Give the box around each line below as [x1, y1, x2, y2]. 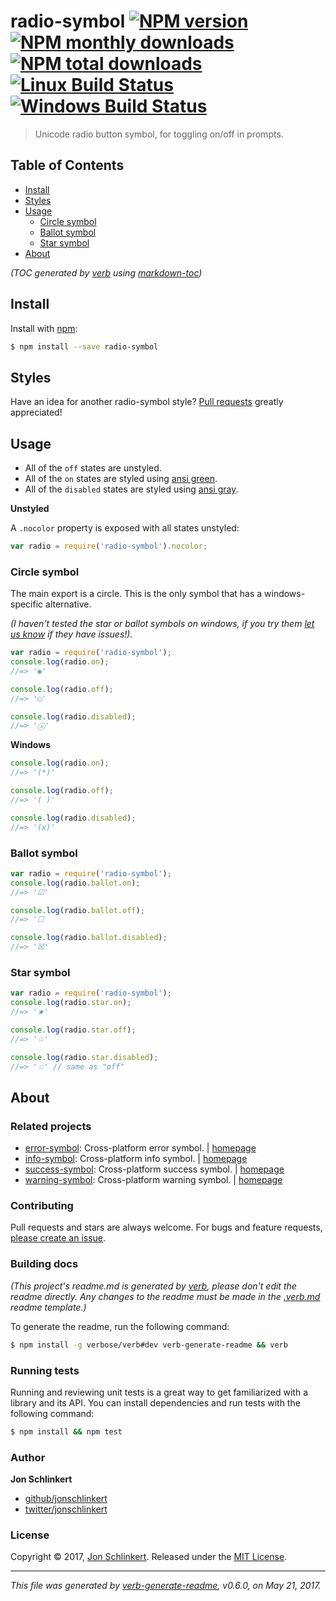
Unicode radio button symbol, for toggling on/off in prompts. [34, 128, 284, 140]
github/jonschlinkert [24, 1493, 108, 1505]
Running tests [10, 1363, 80, 1377]
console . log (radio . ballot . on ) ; [10, 878, 141, 888]
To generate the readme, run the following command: [10, 1320, 230, 1332]
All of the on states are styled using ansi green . [24, 473, 218, 485]
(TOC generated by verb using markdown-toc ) [10, 266, 203, 279]
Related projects [10, 1119, 92, 1133]
